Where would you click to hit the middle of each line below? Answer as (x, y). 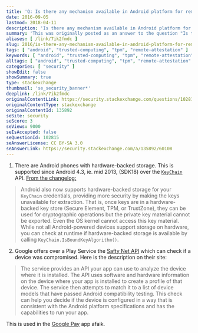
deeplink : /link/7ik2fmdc (38, 94)
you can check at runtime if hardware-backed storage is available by (104, 233)
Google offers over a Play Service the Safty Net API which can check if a (103, 250)
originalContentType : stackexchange (51, 105)
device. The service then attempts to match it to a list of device (97, 287)
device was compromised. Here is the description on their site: (90, 257)
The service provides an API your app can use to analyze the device (103, 268)
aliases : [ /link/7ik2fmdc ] (42, 39)
